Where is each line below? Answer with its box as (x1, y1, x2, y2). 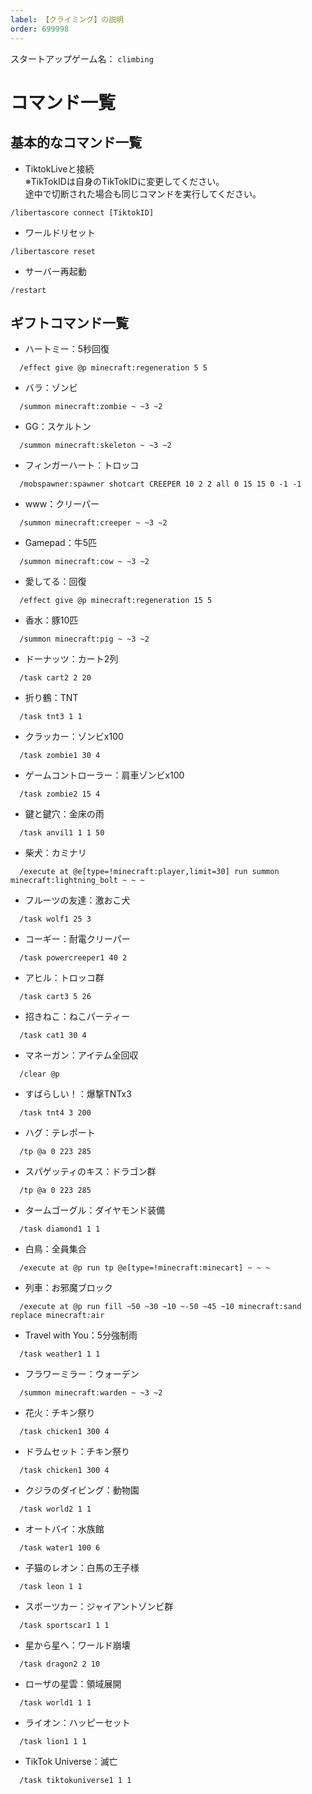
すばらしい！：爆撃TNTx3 (24, 1088, 132, 1100)
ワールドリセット (24, 226, 96, 238)
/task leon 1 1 (19, 1582, 83, 1592)
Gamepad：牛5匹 (24, 537, 97, 549)
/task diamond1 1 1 (19, 1224, 101, 1235)
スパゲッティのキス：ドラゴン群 (24, 1166, 157, 1178)
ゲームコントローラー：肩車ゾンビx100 (24, 769, 185, 781)
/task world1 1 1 (19, 1698, 92, 1708)
